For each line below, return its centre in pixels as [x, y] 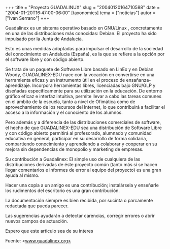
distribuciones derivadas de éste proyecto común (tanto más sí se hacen [81, 164]
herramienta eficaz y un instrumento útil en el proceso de [65, 80]
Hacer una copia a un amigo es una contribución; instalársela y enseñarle [82, 185]
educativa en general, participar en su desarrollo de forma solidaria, [76, 138]
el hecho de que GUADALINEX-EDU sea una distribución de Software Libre [84, 128]
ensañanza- [139, 80]
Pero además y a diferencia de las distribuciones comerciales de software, [83, 122]
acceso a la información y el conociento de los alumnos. [64, 112]
